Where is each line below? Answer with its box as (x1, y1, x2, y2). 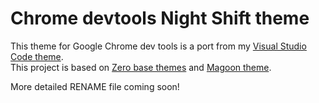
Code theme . (10, 50, 64, 62)
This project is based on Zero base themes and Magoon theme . (10, 61, 272, 73)
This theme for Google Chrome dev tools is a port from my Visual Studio (10, 40, 307, 52)
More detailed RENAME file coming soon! (10, 80, 180, 92)
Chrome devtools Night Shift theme (10, 7, 310, 30)
